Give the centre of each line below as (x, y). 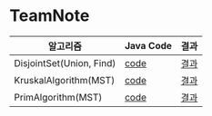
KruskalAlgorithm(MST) (65, 80)
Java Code (148, 45)
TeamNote (50, 16)
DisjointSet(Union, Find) (65, 63)
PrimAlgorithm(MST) (58, 97)
